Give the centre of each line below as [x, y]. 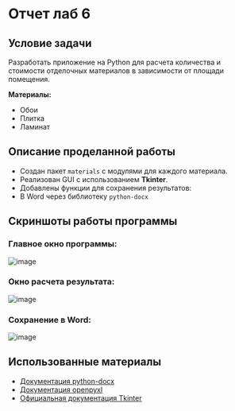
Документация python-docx [67, 381]
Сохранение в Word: [50, 320]
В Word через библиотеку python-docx [84, 196]
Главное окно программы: [63, 244]
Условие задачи [50, 43]
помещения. [29, 79]
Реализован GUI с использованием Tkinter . [94, 179]
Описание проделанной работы [92, 152]
